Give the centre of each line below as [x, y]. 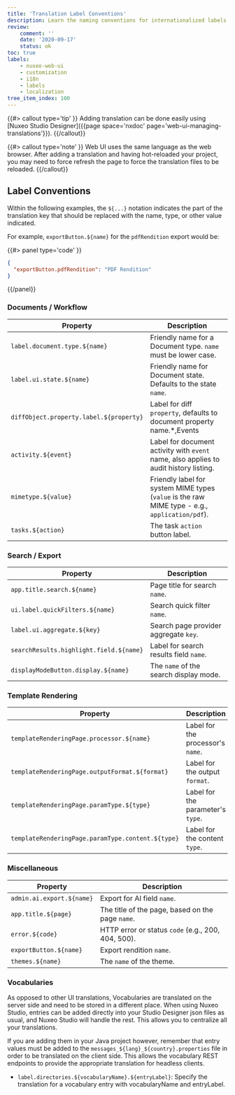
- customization [44, 72]
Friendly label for [178, 479]
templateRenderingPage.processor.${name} [81, 739]
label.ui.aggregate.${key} [56, 630]
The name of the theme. [137, 961]
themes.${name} [36, 961]
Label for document [182, 441]
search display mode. [185, 675]
